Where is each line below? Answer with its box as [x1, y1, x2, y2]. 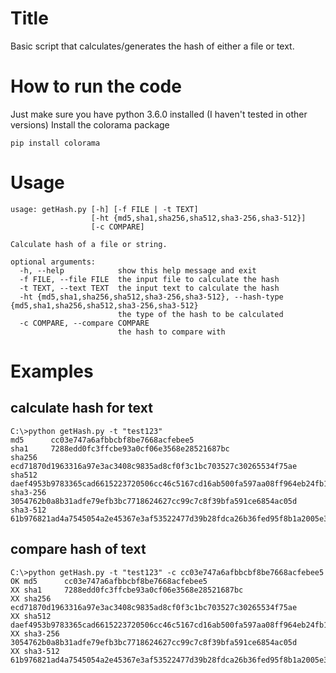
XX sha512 [10, 611, 52, 621]
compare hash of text [10, 541, 147, 558]
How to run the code [10, 75, 182, 98]
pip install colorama [10, 138, 101, 148]
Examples [10, 360, 94, 382]
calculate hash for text [10, 400, 153, 417]
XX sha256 [10, 593, 52, 604]
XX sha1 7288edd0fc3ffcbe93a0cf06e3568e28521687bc [10, 585, 244, 595]
